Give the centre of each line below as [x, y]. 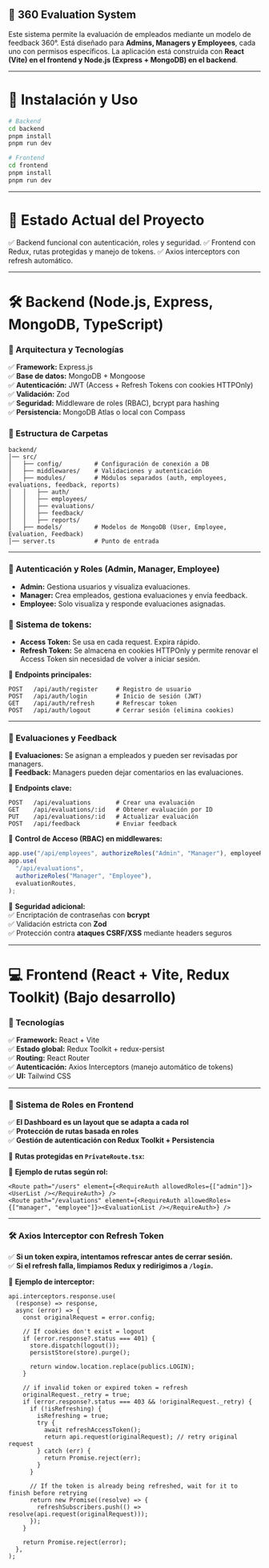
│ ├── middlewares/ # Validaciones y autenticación [105, 471]
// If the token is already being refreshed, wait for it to [134, 1486]
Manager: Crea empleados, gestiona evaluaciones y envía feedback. [134, 595]
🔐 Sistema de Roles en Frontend [71, 1105]
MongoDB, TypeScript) [86, 324]
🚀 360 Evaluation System [72, 15]
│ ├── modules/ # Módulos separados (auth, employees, [118, 479]
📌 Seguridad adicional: [47, 906]
